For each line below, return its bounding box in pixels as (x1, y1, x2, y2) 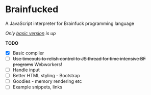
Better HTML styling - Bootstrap (12, 73, 80, 79)
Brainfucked (5, 4, 59, 15)
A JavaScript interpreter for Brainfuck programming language (5, 20, 134, 26)
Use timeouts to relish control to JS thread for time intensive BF (12, 56, 146, 61)
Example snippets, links (12, 84, 63, 90)
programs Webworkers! (12, 61, 62, 68)
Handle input (12, 67, 40, 73)
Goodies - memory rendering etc (12, 78, 82, 84)
